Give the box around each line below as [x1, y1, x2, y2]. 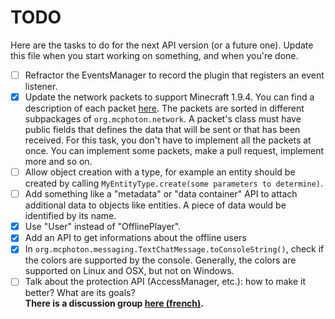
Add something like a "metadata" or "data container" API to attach [24, 188, 298, 200]
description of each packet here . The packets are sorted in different [24, 102, 305, 115]
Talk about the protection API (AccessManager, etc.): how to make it [24, 276, 307, 288]
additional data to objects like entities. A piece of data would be [24, 199, 287, 211]
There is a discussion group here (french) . [24, 297, 205, 310]
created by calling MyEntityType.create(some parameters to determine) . [24, 177, 324, 190]
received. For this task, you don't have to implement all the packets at [24, 134, 312, 146]
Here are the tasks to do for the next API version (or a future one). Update [10, 39, 314, 51]
